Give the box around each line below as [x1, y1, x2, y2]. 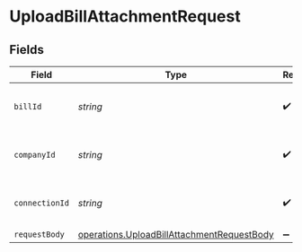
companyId [13, 150, 56, 160]
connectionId [13, 198, 70, 208]
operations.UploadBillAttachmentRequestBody [77, 229, 274, 240]
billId [13, 101, 42, 111]
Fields [9, 42, 45, 57]
